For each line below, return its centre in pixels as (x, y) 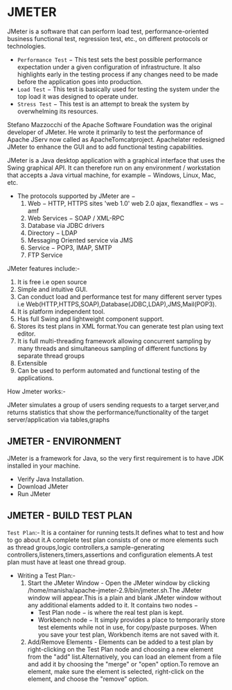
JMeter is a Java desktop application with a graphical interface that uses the (116, 160)
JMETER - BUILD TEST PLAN (70, 516)
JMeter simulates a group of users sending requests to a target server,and (113, 404)
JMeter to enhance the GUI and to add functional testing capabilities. (106, 147)
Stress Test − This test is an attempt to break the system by (103, 104)
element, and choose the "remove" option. (88, 679)
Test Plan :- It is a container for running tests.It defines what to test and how (116, 532)
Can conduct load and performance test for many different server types (119, 297)
